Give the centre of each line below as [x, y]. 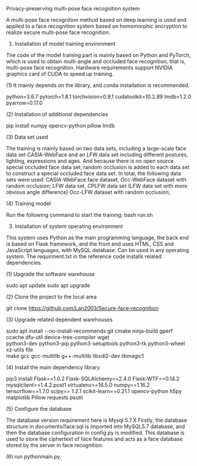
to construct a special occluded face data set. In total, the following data [94, 173]
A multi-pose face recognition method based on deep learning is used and [96, 20]
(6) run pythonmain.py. [34, 457]
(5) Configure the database [39, 409]
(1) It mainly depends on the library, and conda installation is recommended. [98, 85]
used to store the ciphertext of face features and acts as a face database [95, 439]
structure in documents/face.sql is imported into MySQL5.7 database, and [96, 426]
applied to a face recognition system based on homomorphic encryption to [97, 26]
